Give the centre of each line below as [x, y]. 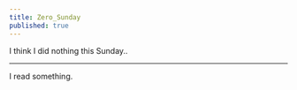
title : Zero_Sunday [45, 17]
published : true [39, 26]
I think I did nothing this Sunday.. [69, 50]
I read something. [41, 76]
